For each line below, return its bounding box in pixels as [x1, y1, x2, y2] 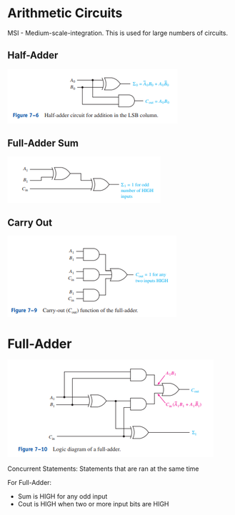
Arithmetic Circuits [7, 5, 123, 21]
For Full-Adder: [7, 479, 52, 487]
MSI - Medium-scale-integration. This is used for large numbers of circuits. [7, 29, 229, 37]
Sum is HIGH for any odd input [17, 492, 108, 501]
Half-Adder [7, 49, 59, 61]
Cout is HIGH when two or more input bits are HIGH [17, 500, 169, 509]
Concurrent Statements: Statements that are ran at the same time [7, 464, 199, 473]
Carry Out [7, 216, 52, 229]
